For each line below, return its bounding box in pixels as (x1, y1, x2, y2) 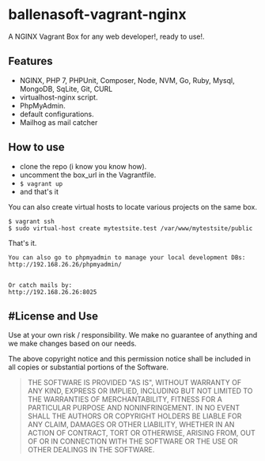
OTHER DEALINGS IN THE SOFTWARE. (27, 445, 155, 455)
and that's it (19, 187, 59, 196)
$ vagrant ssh (8, 217, 55, 225)
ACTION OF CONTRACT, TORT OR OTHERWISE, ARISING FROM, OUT (27, 429, 256, 438)
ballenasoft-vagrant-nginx (8, 6, 187, 24)
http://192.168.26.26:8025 (8, 288, 97, 296)
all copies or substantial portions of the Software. (8, 362, 168, 372)
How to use (8, 141, 65, 154)
